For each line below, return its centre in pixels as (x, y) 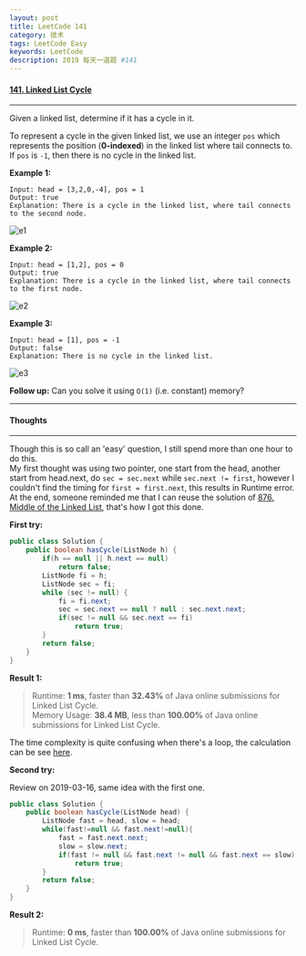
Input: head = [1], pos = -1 (65, 340)
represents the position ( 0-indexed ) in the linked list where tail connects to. (151, 146)
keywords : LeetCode (46, 52)
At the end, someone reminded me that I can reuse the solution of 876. (142, 497)
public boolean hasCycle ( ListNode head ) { (107, 813)
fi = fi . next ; (85, 601)
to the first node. (46, 289)
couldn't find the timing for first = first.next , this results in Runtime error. (152, 488)
